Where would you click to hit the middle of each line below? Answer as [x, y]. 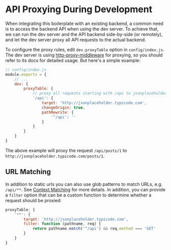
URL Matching [28, 172]
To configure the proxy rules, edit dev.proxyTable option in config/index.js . [85, 49]
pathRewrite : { [58, 112]
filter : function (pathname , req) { [62, 224]
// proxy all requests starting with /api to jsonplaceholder [100, 93]
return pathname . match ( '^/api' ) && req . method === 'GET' [94, 229]
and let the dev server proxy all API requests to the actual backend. [76, 40]
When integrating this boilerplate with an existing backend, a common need [84, 23]
